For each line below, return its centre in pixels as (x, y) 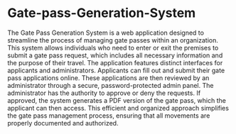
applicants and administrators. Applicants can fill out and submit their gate (116, 70)
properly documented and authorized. (63, 123)
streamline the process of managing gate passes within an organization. (113, 40)
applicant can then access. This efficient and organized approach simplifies (118, 108)
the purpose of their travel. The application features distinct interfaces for (115, 62)
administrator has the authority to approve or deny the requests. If (104, 93)
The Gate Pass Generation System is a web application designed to (106, 33)
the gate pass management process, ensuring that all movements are (109, 116)
